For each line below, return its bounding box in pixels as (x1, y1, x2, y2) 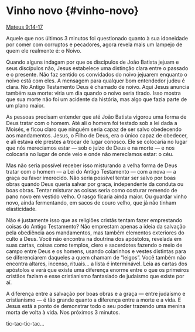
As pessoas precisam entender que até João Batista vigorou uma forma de (6, 113, 187, 120)
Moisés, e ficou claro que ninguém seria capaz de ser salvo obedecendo (6, 126, 182, 133)
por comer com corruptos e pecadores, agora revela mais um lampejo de (6, 41, 183, 48)
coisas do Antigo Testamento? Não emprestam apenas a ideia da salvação (6, 223, 186, 230)
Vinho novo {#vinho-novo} (6, 4, 139, 18)
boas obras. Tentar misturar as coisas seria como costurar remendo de (6, 186, 177, 193)
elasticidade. (6, 205, 37, 212)
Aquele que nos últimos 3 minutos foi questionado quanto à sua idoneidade (6, 34, 189, 41)
